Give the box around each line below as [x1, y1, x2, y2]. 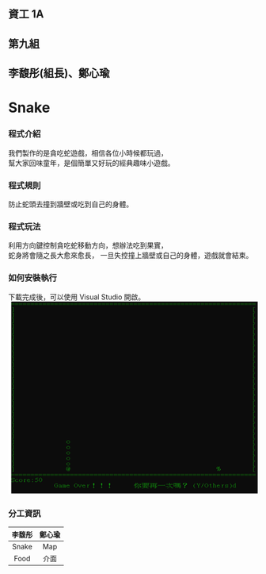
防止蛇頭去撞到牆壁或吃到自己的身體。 [8, 199, 133, 209]
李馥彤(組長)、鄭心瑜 [8, 67, 110, 80]
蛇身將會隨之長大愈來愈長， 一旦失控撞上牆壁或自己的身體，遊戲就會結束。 [8, 251, 253, 260]
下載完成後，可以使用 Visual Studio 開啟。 [8, 292, 145, 302]
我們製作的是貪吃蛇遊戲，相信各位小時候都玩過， [8, 148, 168, 157]
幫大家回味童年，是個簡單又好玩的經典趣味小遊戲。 [8, 158, 175, 168]
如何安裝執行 [8, 272, 58, 283]
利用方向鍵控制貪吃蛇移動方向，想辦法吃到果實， [8, 241, 168, 250]
